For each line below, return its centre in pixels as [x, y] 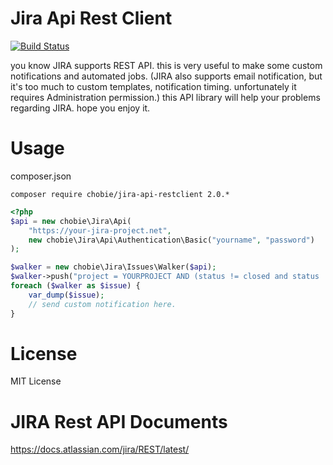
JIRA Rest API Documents [119, 421]
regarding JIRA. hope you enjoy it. [80, 108]
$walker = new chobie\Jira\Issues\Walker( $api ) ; [113, 267]
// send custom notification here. [102, 304]
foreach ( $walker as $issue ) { [75, 286]
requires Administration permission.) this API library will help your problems [165, 97]
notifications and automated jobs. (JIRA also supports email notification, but [166, 76]
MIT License [36, 381]
